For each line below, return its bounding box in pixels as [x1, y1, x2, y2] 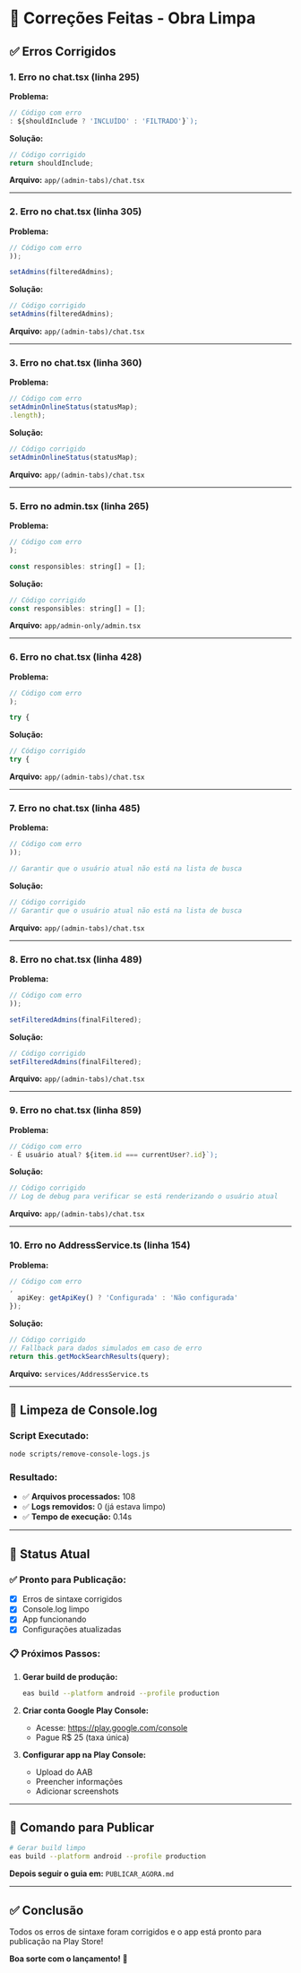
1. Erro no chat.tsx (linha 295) [9, 71, 141, 83]
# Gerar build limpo [9, 1844, 87, 1853]
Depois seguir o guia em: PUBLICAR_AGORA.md [9, 1868, 175, 1879]
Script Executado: [9, 1429, 90, 1441]
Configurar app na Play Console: [21, 1749, 146, 1760]
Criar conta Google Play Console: [21, 1705, 150, 1716]
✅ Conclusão [9, 1902, 84, 1917]
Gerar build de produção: [21, 1671, 118, 1682]
